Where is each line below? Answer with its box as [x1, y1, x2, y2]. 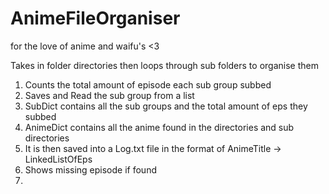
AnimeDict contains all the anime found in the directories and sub [24, 121, 295, 133]
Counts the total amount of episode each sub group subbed [24, 78, 272, 91]
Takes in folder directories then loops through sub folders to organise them [10, 59, 319, 71]
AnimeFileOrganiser [10, 7, 181, 30]
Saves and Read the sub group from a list [24, 89, 195, 101]
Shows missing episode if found [24, 163, 157, 176]
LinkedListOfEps [24, 153, 93, 165]
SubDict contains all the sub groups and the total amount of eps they [24, 100, 308, 112]
